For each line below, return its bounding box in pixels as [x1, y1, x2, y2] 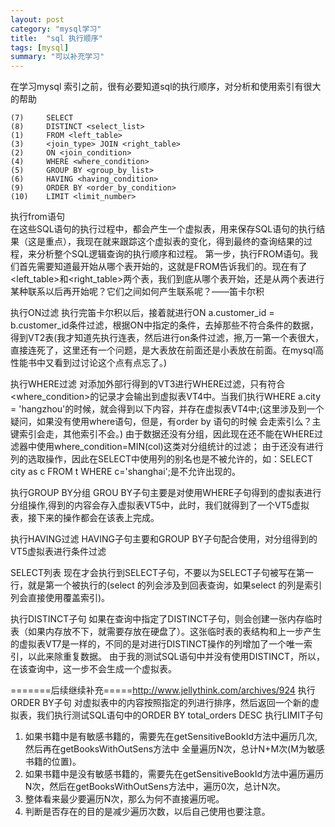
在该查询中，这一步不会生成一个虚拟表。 [10, 663, 177, 675]
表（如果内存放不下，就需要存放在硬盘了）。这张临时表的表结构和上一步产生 [10, 626, 322, 638]
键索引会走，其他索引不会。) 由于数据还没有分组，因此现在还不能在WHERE [10, 428, 315, 440]
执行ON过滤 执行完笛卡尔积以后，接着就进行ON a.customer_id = [10, 307, 275, 319]
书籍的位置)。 [24, 756, 82, 768]
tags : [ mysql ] [10, 42, 70, 53]
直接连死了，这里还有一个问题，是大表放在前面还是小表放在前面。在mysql [10, 344, 316, 356]
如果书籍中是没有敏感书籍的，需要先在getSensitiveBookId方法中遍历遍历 [24, 768, 325, 780]
